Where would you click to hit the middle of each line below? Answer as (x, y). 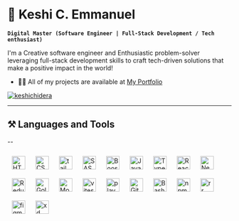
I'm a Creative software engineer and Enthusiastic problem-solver (104, 53)
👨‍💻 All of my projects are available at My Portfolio (90, 82)
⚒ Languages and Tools (61, 125)
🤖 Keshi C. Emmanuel (71, 15)
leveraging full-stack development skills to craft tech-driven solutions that (116, 60)
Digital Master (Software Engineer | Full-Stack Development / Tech (111, 33)
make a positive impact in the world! (60, 68)
